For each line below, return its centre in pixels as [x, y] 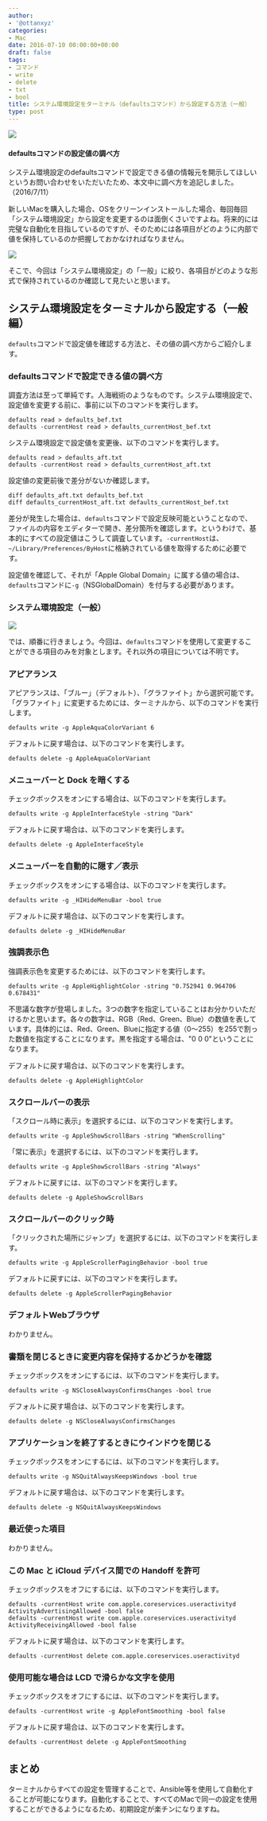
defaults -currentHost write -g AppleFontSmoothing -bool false [117, 1711]
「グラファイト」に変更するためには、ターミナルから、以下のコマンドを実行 [133, 702]
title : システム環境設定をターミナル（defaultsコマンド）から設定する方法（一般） [130, 104]
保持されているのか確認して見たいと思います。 [98, 281]
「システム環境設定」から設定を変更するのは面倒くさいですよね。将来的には [133, 219]
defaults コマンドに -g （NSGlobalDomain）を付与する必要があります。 [123, 585]
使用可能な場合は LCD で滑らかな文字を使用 [91, 1677]
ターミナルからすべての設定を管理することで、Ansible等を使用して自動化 [128, 1789]
